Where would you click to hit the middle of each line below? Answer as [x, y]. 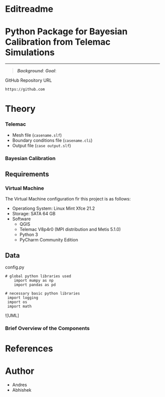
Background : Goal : [37, 71]
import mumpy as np [34, 281]
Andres [19, 385]
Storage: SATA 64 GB [34, 214]
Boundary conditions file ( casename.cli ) [52, 140]
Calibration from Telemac [58, 42]
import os [17, 302]
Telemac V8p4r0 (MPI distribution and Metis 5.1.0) [70, 230]
